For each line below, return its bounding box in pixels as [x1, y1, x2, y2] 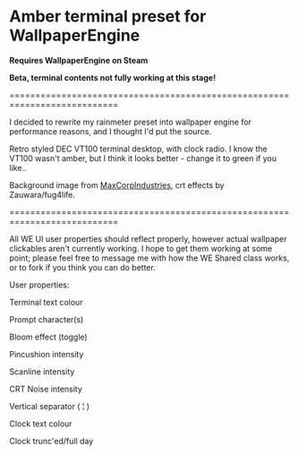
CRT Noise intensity [9, 383, 83, 394]
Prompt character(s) [9, 313, 84, 324]
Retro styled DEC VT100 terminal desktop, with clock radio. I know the [9, 143, 268, 154]
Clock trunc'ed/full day [9, 435, 94, 446]
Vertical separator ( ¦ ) [9, 400, 90, 411]
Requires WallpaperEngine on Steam [9, 55, 149, 65]
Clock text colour [9, 418, 73, 429]
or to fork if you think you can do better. [9, 262, 157, 272]
